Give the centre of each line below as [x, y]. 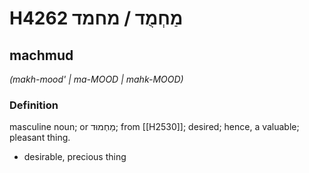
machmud [41, 55]
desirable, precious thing [75, 157]
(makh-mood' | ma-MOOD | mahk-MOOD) [96, 79]
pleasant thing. [40, 138]
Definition [34, 105]
